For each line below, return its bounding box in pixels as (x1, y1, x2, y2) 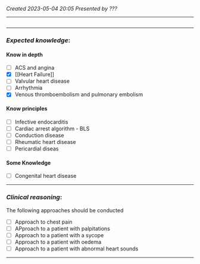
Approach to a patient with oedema (14, 238, 102, 246)
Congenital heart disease (14, 172, 77, 180)
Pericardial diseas (14, 145, 59, 152)
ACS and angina (14, 64, 55, 71)
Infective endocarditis (14, 118, 68, 125)
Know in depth (6, 51, 43, 58)
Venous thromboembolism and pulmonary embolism (14, 91, 143, 98)
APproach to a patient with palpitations (14, 225, 110, 232)
